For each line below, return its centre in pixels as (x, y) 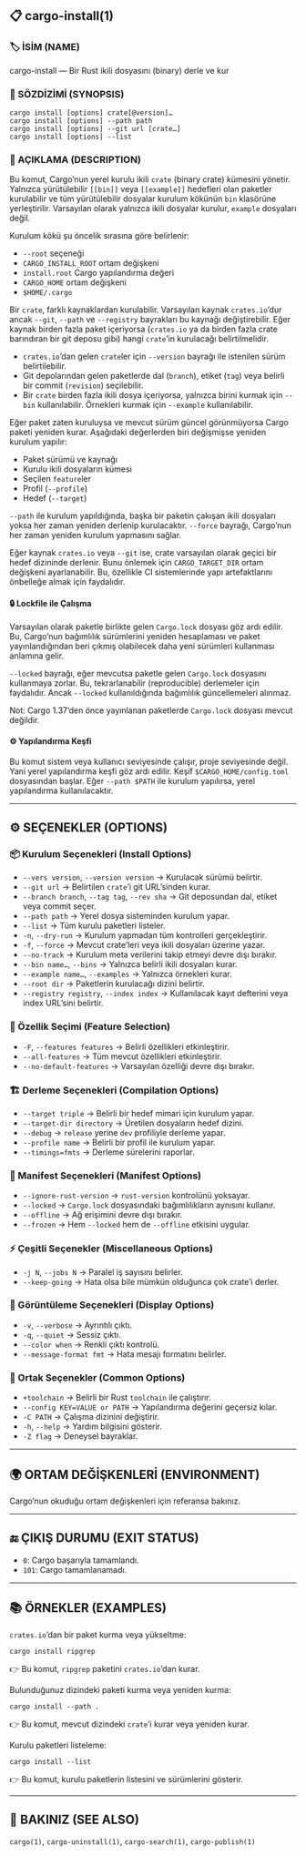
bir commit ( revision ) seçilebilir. (83, 385)
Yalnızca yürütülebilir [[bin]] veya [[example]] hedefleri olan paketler (141, 189)
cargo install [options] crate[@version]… (91, 113)
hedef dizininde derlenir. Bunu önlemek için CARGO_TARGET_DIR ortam (137, 563)
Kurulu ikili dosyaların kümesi (77, 469)
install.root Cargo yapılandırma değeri (98, 273)
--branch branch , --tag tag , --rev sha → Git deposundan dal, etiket (150, 897)
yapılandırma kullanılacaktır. (61, 790)
